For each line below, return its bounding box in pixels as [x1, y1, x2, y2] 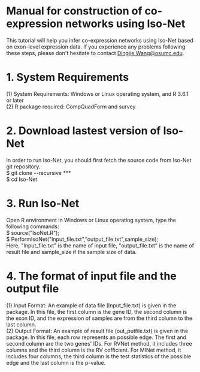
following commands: [6, 223, 59, 230]
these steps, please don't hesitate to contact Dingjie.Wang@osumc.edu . [6, 49, 184, 56]
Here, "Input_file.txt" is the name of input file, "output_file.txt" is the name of [6, 241, 195, 249]
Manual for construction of [6, 4, 143, 18]
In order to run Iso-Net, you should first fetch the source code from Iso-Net [6, 156, 192, 164]
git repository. [6, 163, 41, 170]
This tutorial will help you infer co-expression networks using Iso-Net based [6, 37, 193, 44]
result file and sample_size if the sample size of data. [6, 248, 137, 255]
